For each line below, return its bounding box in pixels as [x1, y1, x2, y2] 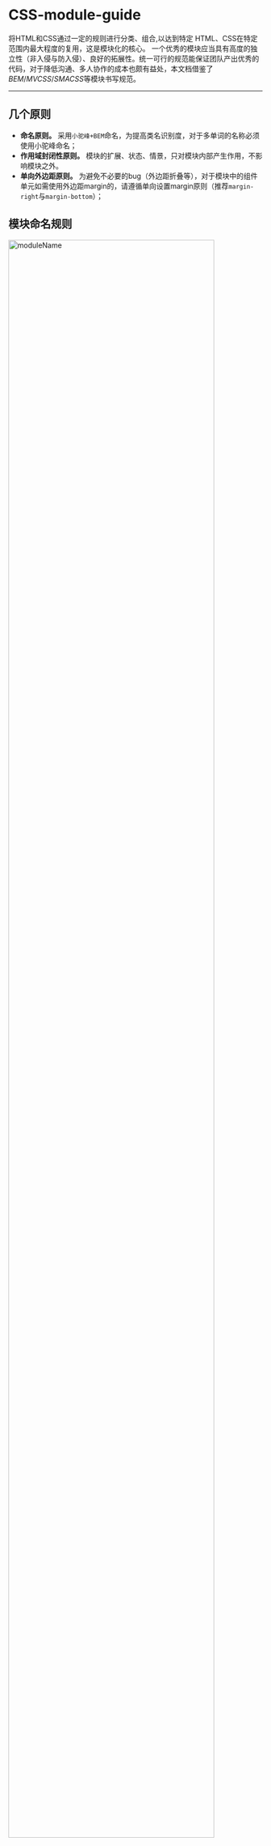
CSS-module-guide [8, 6, 141, 24]
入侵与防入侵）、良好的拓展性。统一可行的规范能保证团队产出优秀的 [35, 53, 260, 63]
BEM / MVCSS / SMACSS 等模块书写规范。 [8, 74, 141, 83]
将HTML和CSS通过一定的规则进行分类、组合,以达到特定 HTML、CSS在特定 [8, 33, 258, 43]
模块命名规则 [8, 217, 73, 231]
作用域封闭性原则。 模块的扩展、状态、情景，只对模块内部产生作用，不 [19, 151, 256, 160]
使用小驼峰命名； [19, 140, 77, 151]
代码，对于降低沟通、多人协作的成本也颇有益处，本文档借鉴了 [8, 63, 214, 74]
